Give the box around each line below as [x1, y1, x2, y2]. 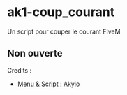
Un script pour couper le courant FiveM [7, 27, 121, 36]
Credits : [7, 66, 32, 74]
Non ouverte [7, 47, 63, 59]
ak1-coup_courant [7, 4, 115, 20]
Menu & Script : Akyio [17, 80, 80, 88]
